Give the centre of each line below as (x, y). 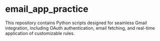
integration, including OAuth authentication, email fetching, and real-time (80, 28)
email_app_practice (47, 9)
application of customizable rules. (40, 33)
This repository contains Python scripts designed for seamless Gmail (76, 23)
